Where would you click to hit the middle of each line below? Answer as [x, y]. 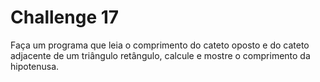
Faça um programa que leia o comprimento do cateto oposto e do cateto [160, 45]
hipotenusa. [35, 66]
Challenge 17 [65, 17]
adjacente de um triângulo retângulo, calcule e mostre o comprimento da [160, 55]
